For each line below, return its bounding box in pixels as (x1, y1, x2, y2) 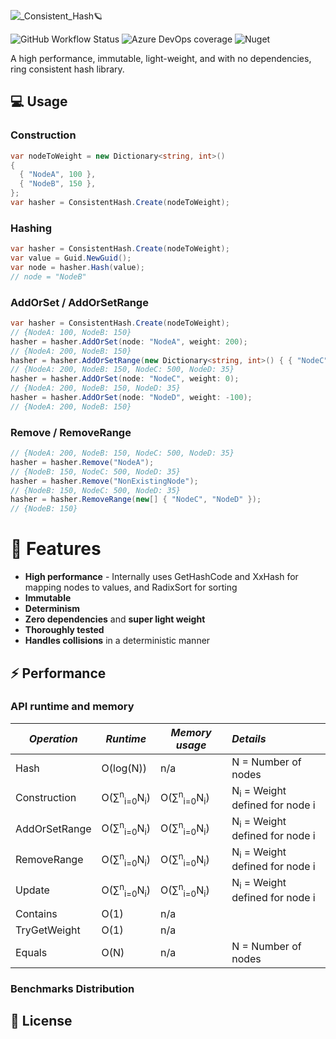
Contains (15, 906, 58, 920)
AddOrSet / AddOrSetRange (10, 295, 149, 309)
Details (231, 731, 267, 745)
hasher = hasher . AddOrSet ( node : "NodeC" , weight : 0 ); (10, 374, 240, 384)
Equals (15, 945, 48, 959)
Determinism (24, 603, 81, 615)
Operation (28, 731, 78, 745)
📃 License (10, 1012, 73, 1029)
